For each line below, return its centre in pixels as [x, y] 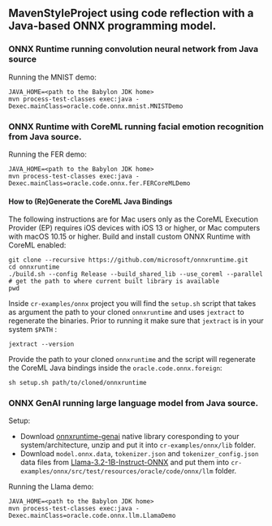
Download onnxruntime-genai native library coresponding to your [130, 437]
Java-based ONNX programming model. [112, 26]
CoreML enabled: [37, 245]
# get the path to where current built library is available [114, 282]
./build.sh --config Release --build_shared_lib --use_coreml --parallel [136, 274]
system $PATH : [33, 330]
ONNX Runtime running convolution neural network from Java [134, 50]
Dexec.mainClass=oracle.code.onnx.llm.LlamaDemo [92, 516]
